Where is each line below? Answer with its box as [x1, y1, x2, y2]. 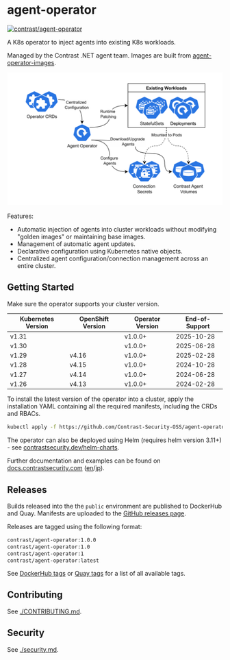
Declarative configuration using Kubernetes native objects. [16, 247, 183, 256]
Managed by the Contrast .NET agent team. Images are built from [7, 51, 192, 60]
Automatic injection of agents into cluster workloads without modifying [16, 225, 217, 234]
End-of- [185, 315, 211, 323]
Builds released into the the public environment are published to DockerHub [7, 502, 222, 511]
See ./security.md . [7, 645, 59, 653]
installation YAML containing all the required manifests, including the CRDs [7, 402, 218, 411]
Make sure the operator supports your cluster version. [7, 300, 159, 308]
